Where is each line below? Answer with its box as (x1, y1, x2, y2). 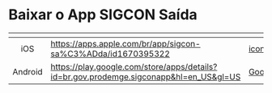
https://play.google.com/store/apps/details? (50, 61, 218, 72)
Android (12, 66, 43, 77)
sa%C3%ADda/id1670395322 (50, 48, 170, 59)
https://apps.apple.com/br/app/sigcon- (50, 38, 201, 49)
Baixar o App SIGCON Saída (8, 6, 198, 24)
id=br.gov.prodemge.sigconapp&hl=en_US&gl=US (50, 71, 241, 82)
